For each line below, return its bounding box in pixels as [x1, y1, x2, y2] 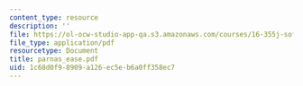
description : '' [9, 21, 70, 30]
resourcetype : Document [9, 47, 99, 56]
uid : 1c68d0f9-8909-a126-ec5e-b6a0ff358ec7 [9, 64, 176, 73]
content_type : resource [9, 13, 99, 22]
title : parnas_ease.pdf [9, 55, 99, 64]
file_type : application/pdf [9, 38, 115, 47]
